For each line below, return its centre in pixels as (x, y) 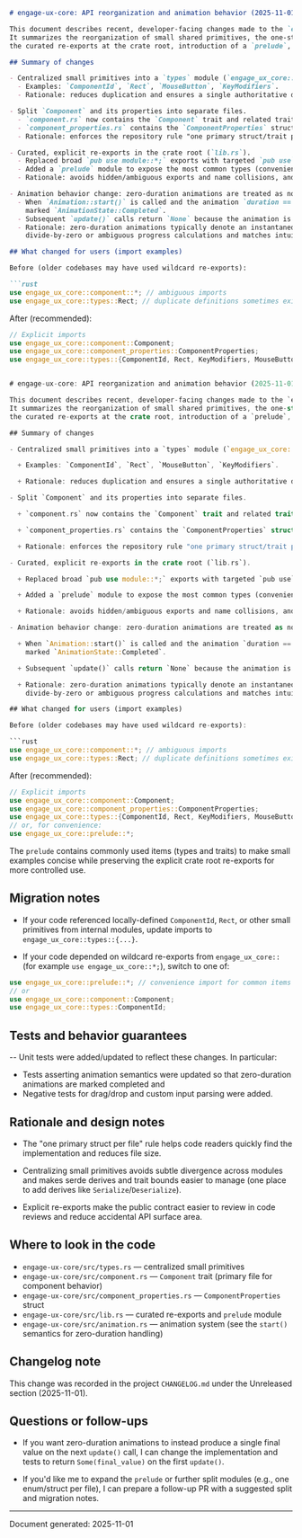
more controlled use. (48, 870)
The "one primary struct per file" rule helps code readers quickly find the (157, 1143)
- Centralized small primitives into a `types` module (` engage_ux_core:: (152, 449)
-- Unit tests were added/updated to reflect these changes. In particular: (143, 1057)
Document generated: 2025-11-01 (71, 1525)
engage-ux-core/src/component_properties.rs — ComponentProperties (151, 1295)
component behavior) (62, 1285)
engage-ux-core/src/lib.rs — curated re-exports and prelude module (152, 1314)
